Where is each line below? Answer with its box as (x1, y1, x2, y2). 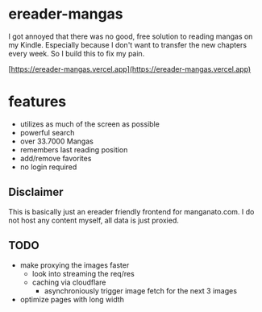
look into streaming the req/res (31, 268, 135, 278)
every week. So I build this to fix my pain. (8, 48, 145, 58)
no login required (19, 162, 77, 172)
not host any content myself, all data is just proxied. (8, 215, 180, 225)
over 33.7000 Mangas (19, 136, 94, 146)
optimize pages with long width (19, 294, 125, 304)
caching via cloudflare (31, 277, 106, 287)
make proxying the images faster (19, 260, 130, 270)
